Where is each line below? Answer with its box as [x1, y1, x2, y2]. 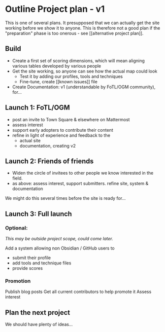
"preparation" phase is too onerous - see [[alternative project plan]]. [5, 30, 144, 36]
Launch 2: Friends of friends [5, 157, 94, 165]
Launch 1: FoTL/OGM [5, 104, 70, 112]
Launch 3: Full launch [5, 210, 72, 218]
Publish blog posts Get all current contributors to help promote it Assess [5, 289, 152, 295]
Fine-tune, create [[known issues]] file [19, 78, 98, 84]
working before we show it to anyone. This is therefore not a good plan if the [5, 25, 161, 31]
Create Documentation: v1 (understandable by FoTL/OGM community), [12, 84, 156, 90]
